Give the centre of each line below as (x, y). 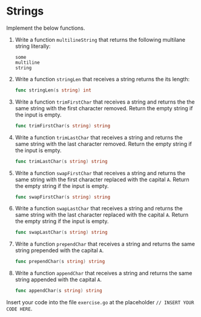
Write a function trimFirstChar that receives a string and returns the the (105, 102)
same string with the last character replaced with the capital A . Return (102, 215)
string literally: (33, 46)
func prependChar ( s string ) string (60, 262)
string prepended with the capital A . (59, 250)
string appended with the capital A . (58, 279)
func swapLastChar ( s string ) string (61, 232)
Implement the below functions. (46, 28)
